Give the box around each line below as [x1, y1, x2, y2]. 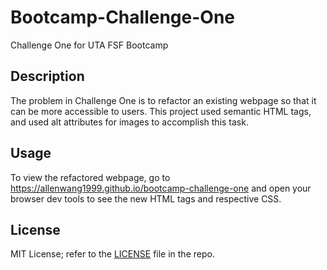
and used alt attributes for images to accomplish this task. [10, 116, 249, 128]
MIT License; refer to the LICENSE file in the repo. [10, 248, 215, 260]
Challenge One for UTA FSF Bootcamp [10, 39, 169, 51]
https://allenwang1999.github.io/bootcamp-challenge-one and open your [10, 182, 312, 194]
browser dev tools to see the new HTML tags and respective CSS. [10, 192, 282, 205]
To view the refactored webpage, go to [10, 171, 171, 183]
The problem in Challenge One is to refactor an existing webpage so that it [10, 94, 317, 106]
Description [10, 68, 85, 85]
